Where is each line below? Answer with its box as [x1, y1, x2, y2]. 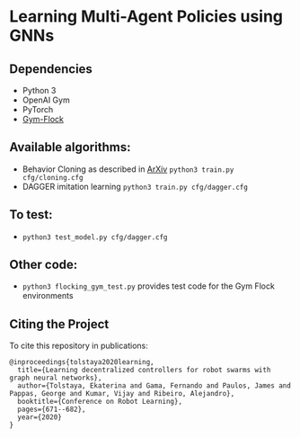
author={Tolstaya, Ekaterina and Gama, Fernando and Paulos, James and [17, 381, 292, 390]
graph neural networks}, [9, 373, 102, 383]
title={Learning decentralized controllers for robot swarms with [17, 366, 271, 375]
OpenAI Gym [22, 94, 70, 105]
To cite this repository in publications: [9, 340, 148, 352]
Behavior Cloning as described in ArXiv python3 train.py [22, 164, 234, 174]
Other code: [9, 257, 78, 273]
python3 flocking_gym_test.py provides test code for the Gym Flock [22, 281, 276, 291]
